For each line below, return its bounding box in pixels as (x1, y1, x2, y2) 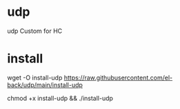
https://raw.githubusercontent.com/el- (63, 73, 173, 82)
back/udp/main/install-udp (7, 80, 83, 89)
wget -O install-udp (7, 73, 63, 82)
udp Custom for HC (7, 27, 63, 35)
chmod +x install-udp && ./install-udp (7, 94, 114, 102)
